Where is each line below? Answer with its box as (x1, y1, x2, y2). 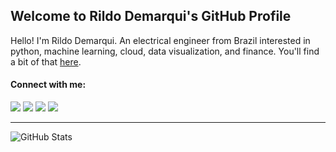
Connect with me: (10, 79, 87, 91)
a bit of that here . (10, 55, 82, 68)
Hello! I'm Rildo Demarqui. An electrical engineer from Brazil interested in (10, 34, 311, 46)
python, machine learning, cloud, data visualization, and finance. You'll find (10, 45, 320, 57)
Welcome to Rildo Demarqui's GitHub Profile (10, 8, 292, 25)
